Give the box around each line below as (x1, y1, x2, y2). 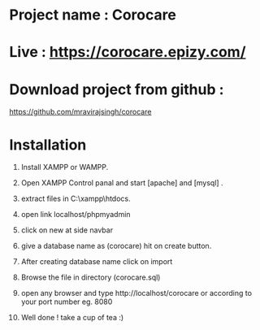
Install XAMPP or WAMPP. (20, 163, 109, 172)
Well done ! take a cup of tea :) (20, 313, 124, 323)
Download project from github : (9, 80, 224, 98)
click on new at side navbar (20, 225, 113, 235)
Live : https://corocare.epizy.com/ (9, 43, 246, 62)
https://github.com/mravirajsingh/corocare (9, 107, 152, 117)
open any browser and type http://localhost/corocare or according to (20, 289, 253, 298)
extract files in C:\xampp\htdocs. (20, 193, 131, 204)
